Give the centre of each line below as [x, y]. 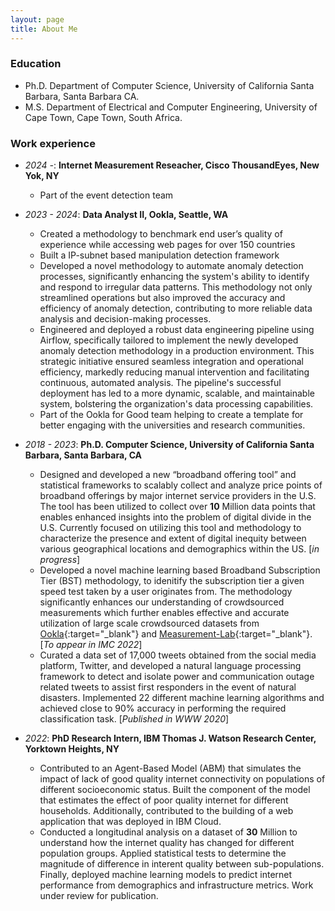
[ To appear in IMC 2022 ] [91, 645]
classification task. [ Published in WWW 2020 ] [134, 719]
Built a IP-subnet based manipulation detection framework [159, 255]
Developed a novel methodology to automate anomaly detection [171, 266]
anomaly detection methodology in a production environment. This [177, 351]
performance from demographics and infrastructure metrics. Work [176, 885]
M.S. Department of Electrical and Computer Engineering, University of [171, 107]
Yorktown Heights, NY [72, 749]
